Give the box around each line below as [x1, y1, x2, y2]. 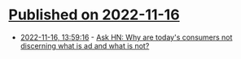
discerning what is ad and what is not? [20, 40, 150, 50]
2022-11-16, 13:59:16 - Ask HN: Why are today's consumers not [20, 32, 233, 42]
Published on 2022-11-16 [8, 6, 181, 24]
